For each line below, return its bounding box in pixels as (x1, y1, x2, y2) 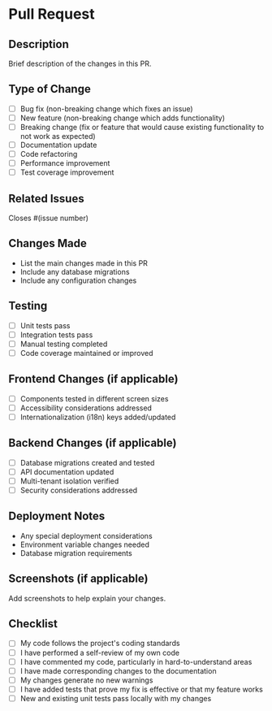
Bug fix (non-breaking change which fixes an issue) (19, 103, 193, 114)
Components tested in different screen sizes (19, 393, 169, 403)
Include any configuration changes (19, 275, 137, 285)
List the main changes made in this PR (19, 258, 149, 268)
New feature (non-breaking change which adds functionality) (19, 113, 226, 123)
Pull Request (8, 5, 95, 24)
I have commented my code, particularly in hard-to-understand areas (19, 657, 253, 666)
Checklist (8, 617, 58, 631)
